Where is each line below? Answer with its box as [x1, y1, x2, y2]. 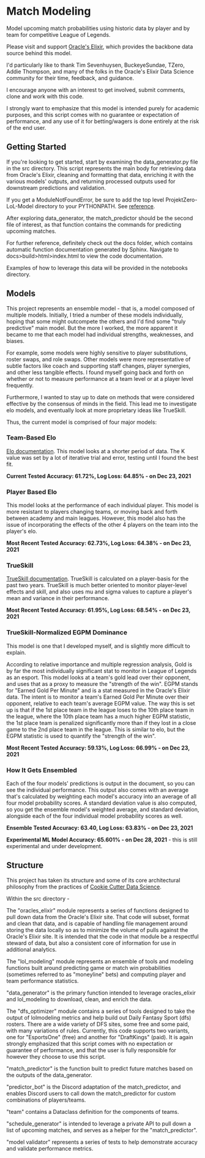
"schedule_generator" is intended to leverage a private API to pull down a [6, 1119, 192, 1127]
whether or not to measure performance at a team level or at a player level [6, 375, 194, 382]
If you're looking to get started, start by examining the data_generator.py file [6, 158, 198, 165]
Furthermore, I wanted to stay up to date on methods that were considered [6, 393, 195, 400]
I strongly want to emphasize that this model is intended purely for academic [6, 104, 199, 111]
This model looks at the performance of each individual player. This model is [6, 502, 199, 509]
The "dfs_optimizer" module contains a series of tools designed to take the [6, 1007, 195, 1015]
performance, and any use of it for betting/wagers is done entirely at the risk [6, 118, 199, 125]
